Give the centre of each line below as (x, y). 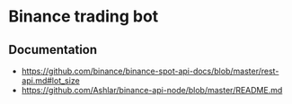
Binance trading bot (84, 17)
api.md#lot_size (50, 81)
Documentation (53, 50)
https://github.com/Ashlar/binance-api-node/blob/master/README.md (152, 90)
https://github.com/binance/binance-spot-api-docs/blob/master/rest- (150, 71)
